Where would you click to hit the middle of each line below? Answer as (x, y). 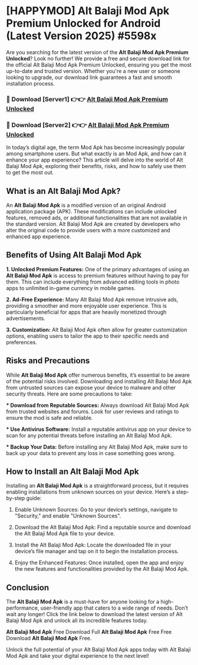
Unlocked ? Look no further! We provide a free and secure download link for (98, 58)
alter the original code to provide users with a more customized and (88, 230)
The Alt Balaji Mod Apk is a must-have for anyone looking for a (83, 602)
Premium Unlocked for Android (83, 23)
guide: (34, 498)
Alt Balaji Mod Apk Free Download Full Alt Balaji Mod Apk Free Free (89, 632)
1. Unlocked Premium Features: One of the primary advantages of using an (98, 269)
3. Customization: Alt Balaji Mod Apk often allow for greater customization (97, 330)
